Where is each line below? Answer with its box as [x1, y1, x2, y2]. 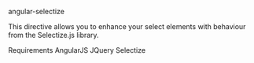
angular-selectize [8, 7, 65, 16]
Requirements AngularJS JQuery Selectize [8, 46, 146, 54]
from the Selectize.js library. [8, 31, 100, 39]
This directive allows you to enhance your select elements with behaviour [8, 22, 246, 31]
